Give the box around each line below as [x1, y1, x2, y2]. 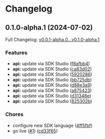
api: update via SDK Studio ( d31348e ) [12, 93, 91, 99]
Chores [5, 111, 24, 118]
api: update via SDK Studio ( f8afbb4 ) [12, 61, 90, 67]
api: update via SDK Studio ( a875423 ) [12, 87, 92, 94]
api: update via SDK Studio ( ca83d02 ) [12, 66, 92, 72]
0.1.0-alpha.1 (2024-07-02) [5, 23, 93, 32]
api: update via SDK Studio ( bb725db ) [12, 77, 92, 83]
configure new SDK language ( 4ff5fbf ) [12, 122, 93, 128]
